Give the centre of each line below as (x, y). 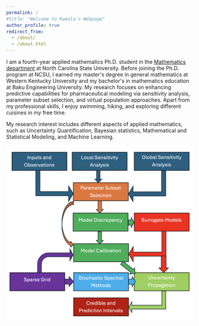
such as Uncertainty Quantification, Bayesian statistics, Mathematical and (97, 130)
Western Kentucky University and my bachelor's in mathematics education (98, 81)
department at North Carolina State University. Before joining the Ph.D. (93, 68)
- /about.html (29, 44)
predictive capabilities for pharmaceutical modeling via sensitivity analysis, (98, 93)
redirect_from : (25, 32)
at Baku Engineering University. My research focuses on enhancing (89, 87)
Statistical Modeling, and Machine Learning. (60, 137)
